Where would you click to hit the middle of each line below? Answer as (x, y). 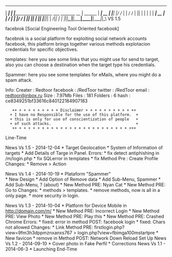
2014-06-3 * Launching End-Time (41, 249)
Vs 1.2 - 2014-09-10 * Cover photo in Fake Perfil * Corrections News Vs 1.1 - (85, 243)
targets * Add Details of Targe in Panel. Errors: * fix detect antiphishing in (82, 153)
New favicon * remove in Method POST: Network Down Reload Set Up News (86, 238)
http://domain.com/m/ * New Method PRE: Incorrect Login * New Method (82, 211)
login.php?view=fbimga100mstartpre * (118, 233)
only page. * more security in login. (42, 196)
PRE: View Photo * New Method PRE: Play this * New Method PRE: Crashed (85, 216)
